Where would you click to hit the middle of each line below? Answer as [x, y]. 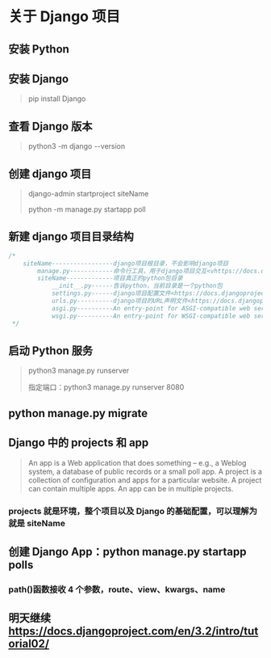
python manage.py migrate [78, 413]
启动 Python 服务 [51, 350]
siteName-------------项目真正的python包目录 [110, 278]
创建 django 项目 [50, 173]
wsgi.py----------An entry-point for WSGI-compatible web [151, 316]
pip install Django [57, 99]
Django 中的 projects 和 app [79, 443]
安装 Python [39, 49]
